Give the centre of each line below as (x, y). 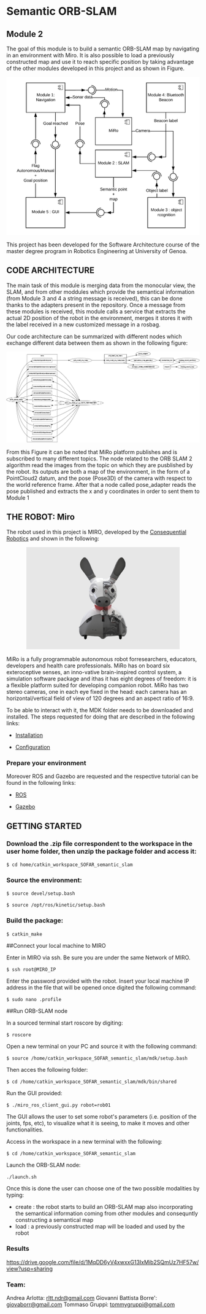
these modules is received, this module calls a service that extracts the (96, 311)
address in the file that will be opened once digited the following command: (101, 987)
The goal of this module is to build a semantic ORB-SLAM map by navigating (103, 49)
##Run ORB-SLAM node (37, 1011)
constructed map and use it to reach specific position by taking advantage (100, 62)
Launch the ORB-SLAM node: (44, 1165)
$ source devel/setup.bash (41, 894)
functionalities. (25, 1130)
